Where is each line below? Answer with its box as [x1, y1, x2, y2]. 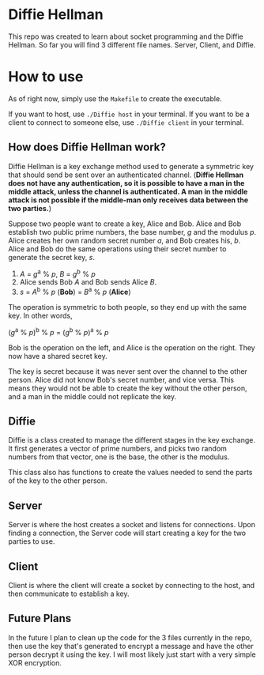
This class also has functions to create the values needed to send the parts [8, 468, 253, 477]
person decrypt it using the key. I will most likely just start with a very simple [8, 650, 256, 659]
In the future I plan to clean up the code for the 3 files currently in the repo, [8, 632, 252, 642]
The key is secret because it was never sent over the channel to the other [8, 366, 247, 376]
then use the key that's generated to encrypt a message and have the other [8, 641, 255, 650]
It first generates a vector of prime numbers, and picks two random [8, 444, 228, 454]
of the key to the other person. [8, 476, 107, 485]
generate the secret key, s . [8, 252, 96, 262]
